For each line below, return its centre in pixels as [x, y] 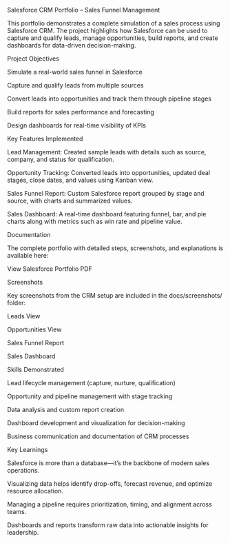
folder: [17, 303]
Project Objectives [33, 59]
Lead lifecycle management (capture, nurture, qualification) [91, 383]
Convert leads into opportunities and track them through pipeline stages [109, 99]
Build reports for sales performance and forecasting [81, 112]
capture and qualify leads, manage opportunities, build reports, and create [113, 38]
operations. [23, 470]
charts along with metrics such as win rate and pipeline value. [95, 221]
